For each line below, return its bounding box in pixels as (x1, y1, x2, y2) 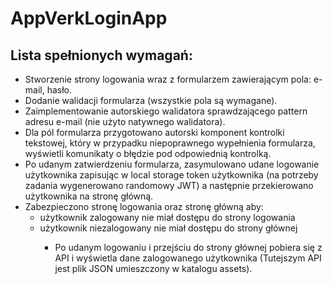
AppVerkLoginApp (10, 7, 168, 30)
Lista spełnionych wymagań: (10, 47, 193, 64)
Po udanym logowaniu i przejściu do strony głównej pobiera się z (54, 242, 323, 253)
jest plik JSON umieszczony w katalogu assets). (54, 263, 253, 274)
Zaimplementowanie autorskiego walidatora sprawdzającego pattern (24, 105, 308, 117)
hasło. (46, 84, 73, 96)
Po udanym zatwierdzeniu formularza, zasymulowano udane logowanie (24, 158, 320, 170)
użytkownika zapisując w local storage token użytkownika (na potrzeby (24, 169, 319, 181)
